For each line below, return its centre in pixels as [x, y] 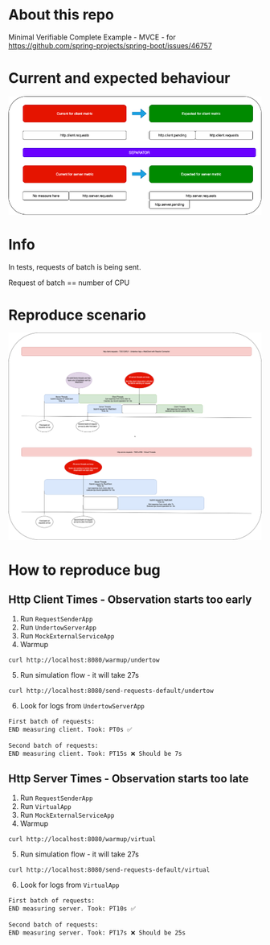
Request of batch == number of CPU [69, 283]
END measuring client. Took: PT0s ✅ [70, 730]
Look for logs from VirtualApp [70, 885]
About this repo [61, 15]
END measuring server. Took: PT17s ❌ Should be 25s [97, 933]
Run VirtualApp [45, 807]
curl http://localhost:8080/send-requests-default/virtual [109, 870]
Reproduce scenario [77, 315]
